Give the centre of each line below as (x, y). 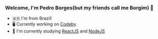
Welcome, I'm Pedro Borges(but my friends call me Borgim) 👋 (79, 8)
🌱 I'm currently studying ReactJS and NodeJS (58, 31)
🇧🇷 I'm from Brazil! (32, 19)
